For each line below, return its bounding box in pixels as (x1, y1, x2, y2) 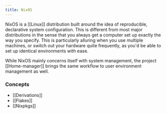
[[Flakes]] (12, 97, 32, 103)
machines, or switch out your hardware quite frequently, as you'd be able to (5, 42, 161, 48)
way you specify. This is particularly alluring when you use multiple (5, 37, 143, 43)
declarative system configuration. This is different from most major (5, 26, 142, 33)
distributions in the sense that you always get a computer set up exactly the (5, 32, 161, 38)
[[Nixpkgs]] (12, 102, 36, 108)
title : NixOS (5, 7, 32, 13)
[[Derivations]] (12, 92, 42, 98)
